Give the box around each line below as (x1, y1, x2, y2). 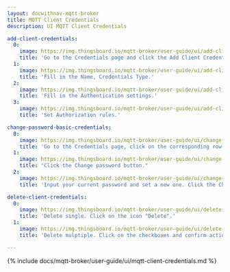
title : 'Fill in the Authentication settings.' (19, 92, 157, 99)
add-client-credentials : (7, 35, 78, 42)
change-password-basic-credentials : (7, 124, 112, 131)
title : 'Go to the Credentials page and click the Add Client (19, 54, 201, 62)
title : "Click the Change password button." (19, 162, 149, 169)
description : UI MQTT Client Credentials (7, 23, 127, 29)
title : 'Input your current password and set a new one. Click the (19, 181, 216, 188)
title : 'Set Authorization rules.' (19, 112, 121, 119)
